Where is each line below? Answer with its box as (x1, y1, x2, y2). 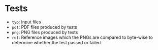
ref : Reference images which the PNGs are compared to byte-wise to (11, 34, 153, 40)
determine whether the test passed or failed (11, 39, 101, 45)
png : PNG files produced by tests (11, 29, 78, 35)
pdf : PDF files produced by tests (11, 24, 77, 30)
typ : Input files (11, 19, 41, 25)
